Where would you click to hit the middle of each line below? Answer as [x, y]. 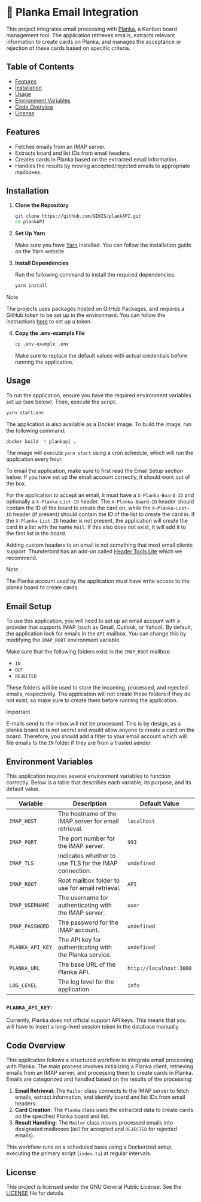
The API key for [80, 940]
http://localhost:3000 [160, 968]
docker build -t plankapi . [41, 441]
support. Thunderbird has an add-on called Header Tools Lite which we [94, 551]
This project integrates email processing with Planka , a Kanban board [92, 29]
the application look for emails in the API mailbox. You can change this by [96, 634]
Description [90, 804]
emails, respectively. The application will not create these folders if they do [98, 694]
